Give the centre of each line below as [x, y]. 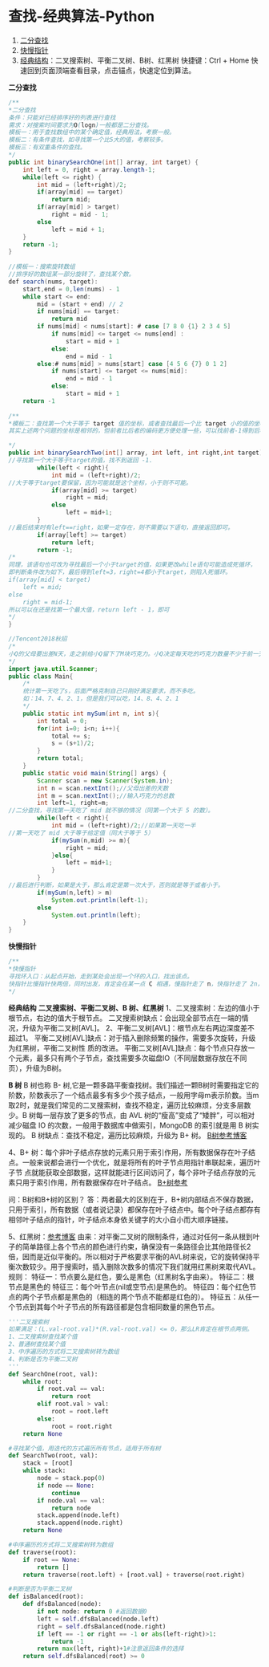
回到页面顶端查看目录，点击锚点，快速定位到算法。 [111, 70]
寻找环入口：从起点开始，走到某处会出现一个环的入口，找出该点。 [101, 976]
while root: [42, 1381]
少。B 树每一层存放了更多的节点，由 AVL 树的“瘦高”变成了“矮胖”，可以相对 [131, 1115]
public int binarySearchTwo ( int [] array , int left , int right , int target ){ [137, 453]
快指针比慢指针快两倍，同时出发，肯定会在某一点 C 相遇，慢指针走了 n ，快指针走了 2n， [136, 984]
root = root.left [80, 1412]
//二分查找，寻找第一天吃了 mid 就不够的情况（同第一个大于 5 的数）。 [111, 811]
